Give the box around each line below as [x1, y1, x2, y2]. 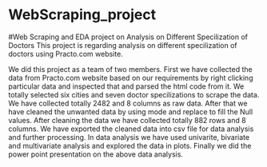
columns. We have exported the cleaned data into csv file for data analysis [8, 124, 254, 133]
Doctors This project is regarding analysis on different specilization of [8, 40, 237, 50]
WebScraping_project [8, 6, 157, 24]
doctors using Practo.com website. [8, 49, 124, 58]
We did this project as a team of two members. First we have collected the [8, 64, 253, 74]
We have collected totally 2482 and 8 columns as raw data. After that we [8, 98, 248, 108]
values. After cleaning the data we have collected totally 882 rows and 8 [8, 115, 246, 125]
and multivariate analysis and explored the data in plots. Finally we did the [8, 141, 252, 150]
